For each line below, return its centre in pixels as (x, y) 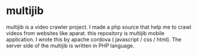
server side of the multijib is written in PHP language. (70, 46)
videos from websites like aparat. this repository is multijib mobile (85, 33)
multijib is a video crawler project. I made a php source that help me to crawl (99, 27)
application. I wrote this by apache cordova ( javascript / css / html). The (94, 39)
